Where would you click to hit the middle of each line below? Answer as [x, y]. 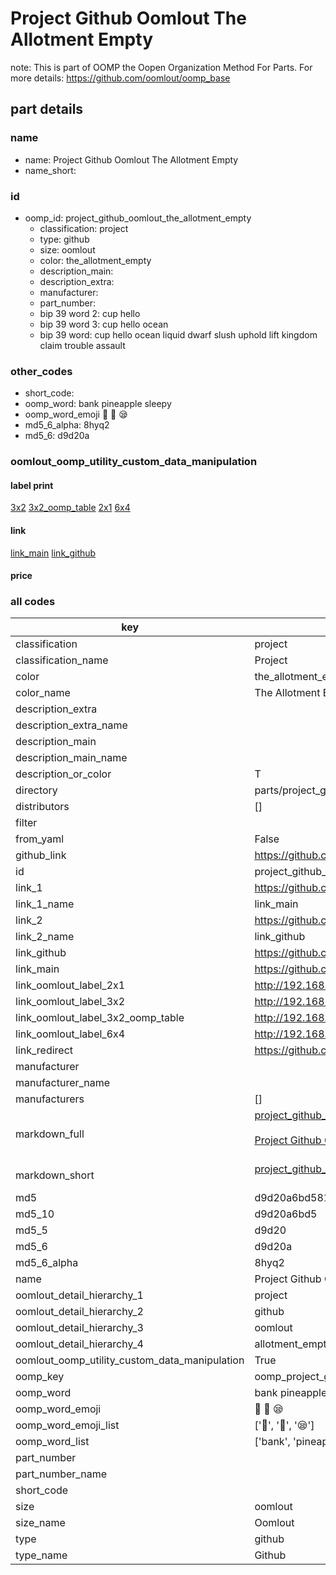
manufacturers [50, 1099]
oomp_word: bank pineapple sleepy [98, 404]
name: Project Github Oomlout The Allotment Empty [131, 159]
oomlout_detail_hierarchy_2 [79, 1312]
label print [32, 485]
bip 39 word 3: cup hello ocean [104, 324]
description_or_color [63, 774]
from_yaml [40, 839]
